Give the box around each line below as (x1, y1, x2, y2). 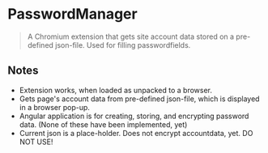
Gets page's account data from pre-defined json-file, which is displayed (19, 94, 260, 104)
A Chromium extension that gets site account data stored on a (27, 32, 235, 41)
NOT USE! (19, 137, 53, 147)
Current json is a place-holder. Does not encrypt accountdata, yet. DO (19, 128, 253, 138)
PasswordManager (7, 5, 138, 23)
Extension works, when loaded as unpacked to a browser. (19, 85, 212, 95)
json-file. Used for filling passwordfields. (55, 40, 191, 49)
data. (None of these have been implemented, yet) (19, 119, 188, 130)
